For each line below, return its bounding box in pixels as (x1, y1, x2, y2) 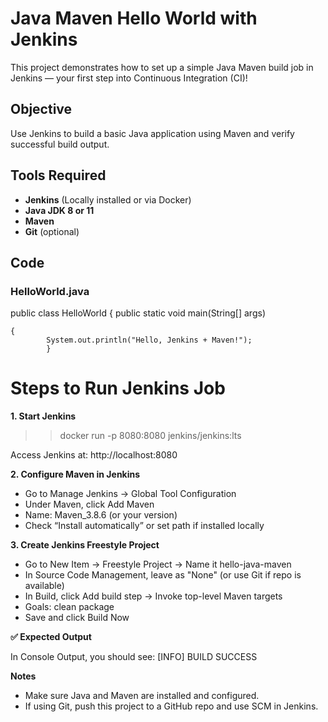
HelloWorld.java (10, 284, 90, 298)
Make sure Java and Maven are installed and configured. (24, 690, 260, 702)
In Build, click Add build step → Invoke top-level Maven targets (24, 590, 283, 602)
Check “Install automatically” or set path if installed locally (24, 520, 265, 532)
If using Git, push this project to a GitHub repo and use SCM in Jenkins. (24, 700, 319, 712)
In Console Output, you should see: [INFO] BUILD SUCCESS (10, 651, 258, 663)
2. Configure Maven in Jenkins (10, 468, 141, 481)
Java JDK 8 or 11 (24, 204, 95, 216)
